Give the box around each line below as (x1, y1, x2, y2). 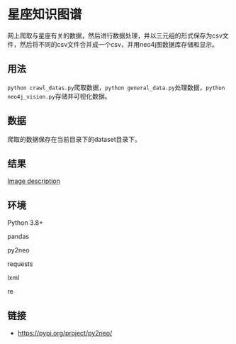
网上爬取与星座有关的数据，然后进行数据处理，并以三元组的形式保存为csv (7, 31, 223, 40)
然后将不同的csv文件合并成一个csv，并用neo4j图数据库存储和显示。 (19, 40, 218, 48)
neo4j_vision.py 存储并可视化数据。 (7, 91, 111, 100)
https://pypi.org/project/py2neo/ (17, 329, 113, 337)
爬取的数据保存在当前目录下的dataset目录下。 (7, 135, 142, 143)
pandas (7, 232, 30, 241)
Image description (7, 177, 60, 185)
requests (7, 260, 33, 268)
